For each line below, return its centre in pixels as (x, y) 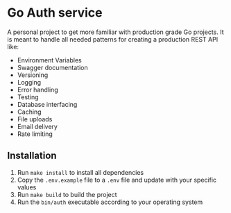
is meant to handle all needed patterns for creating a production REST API (113, 39)
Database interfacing (47, 104)
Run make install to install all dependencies (80, 172)
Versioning (33, 75)
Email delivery (37, 126)
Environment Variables (49, 60)
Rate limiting (35, 134)
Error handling (37, 90)
